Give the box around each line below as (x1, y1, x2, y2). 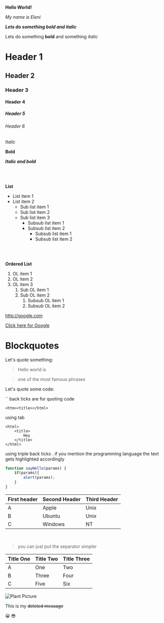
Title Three (63, 555, 90, 562)
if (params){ (14, 470, 39, 476)
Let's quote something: (5, 357, 53, 363)
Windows (42, 521, 65, 528)
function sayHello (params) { (5, 466, 67, 471)
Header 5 (5, 110, 25, 117)
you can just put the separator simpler (17, 543, 97, 549)
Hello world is (17, 366, 46, 372)
